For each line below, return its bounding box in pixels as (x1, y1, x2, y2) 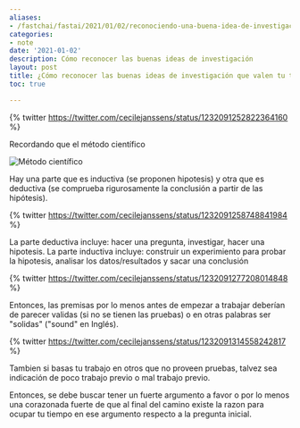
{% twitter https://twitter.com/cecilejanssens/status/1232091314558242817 (9, 336, 287, 347)
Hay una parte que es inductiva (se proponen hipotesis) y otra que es (9, 173, 265, 184)
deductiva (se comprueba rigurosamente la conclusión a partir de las (9, 182, 263, 193)
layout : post (9, 63, 58, 72)
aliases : (9, 13, 42, 22)
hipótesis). (9, 192, 48, 203)
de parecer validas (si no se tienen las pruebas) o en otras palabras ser (9, 309, 271, 320)
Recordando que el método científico (9, 138, 146, 149)
